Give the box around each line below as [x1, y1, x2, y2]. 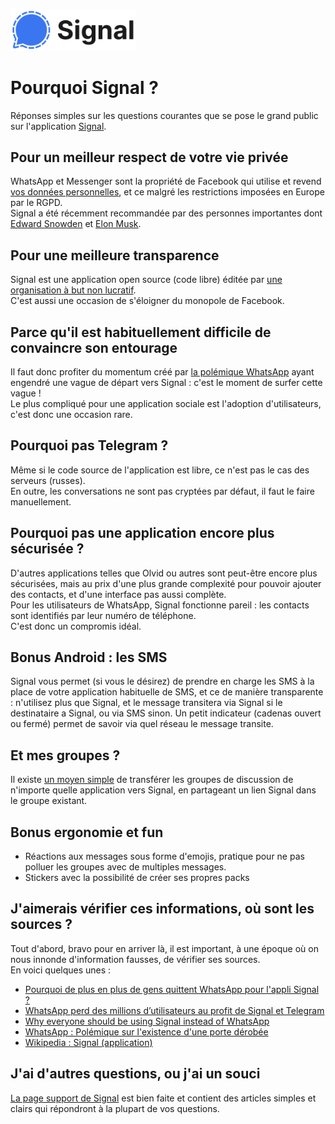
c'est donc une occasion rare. [10, 409, 133, 421]
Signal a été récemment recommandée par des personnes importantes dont [10, 207, 323, 219]
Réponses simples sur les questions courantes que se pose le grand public [10, 109, 319, 121]
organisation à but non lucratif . [10, 284, 137, 296]
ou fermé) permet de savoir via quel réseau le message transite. [10, 718, 274, 730]
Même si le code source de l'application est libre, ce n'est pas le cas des [10, 464, 310, 476]
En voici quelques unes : [10, 964, 112, 976]
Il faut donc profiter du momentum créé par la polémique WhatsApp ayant [10, 366, 315, 378]
